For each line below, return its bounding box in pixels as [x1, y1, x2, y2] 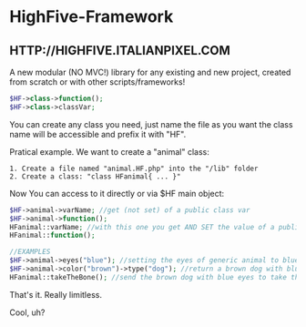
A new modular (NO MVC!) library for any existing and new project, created [9, 66, 291, 77]
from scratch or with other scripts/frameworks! [9, 77, 186, 87]
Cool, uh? [9, 307, 46, 318]
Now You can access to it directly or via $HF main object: [9, 188, 225, 199]
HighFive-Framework [9, 6, 174, 27]
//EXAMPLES [9, 248, 51, 257]
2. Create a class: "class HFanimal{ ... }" [9, 171, 181, 181]
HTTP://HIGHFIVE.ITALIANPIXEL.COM [9, 43, 230, 58]
